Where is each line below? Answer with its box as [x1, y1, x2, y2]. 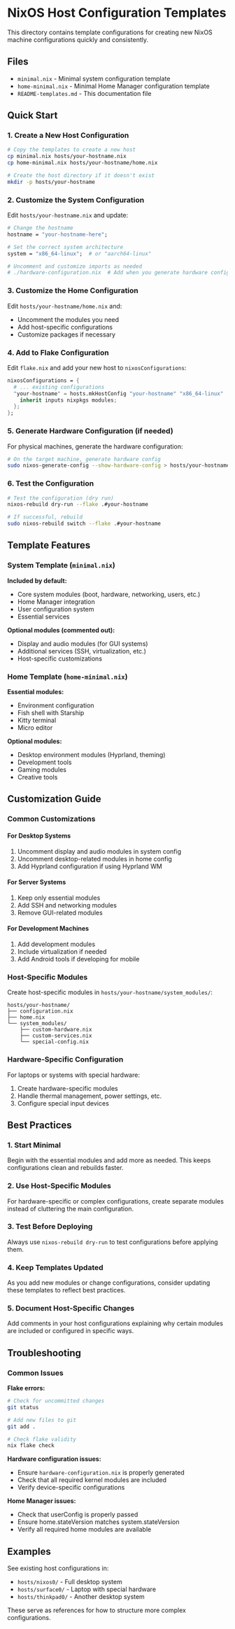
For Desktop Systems [7, 831, 71, 840]
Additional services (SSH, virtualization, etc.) [17, 647, 147, 655]
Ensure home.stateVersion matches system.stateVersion [17, 1518, 180, 1526]
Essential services [17, 612, 70, 621]
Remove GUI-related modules [17, 908, 103, 917]
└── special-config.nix [20, 1038, 90, 1045]
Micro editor [17, 724, 53, 732]
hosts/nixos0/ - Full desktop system [17, 1578, 122, 1586]
